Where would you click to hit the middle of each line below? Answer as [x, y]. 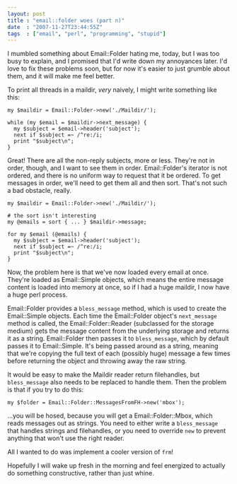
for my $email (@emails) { [47, 235]
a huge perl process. [37, 295]
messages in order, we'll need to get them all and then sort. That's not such [117, 183]
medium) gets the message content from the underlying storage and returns [118, 331]
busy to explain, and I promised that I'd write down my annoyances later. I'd [117, 61]
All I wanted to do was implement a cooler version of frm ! [90, 452]
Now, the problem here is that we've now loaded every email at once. [108, 272]
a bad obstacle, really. [40, 191]
